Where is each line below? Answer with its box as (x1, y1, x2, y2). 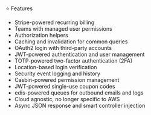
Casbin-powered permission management (14, 76, 120, 83)
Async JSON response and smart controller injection (14, 102, 146, 109)
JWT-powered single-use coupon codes (14, 83, 115, 90)
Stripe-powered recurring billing (14, 19, 95, 26)
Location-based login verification (14, 64, 97, 70)
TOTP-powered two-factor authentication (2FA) (14, 57, 133, 64)
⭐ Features (5, 5, 33, 12)
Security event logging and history (14, 70, 101, 77)
